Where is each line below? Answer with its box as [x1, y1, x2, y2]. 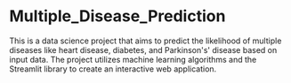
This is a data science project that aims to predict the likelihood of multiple [9, 35, 282, 46]
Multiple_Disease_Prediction [9, 6, 226, 26]
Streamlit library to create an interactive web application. [9, 64, 217, 74]
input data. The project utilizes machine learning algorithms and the [9, 54, 257, 64]
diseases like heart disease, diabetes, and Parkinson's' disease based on [9, 44, 278, 55]
